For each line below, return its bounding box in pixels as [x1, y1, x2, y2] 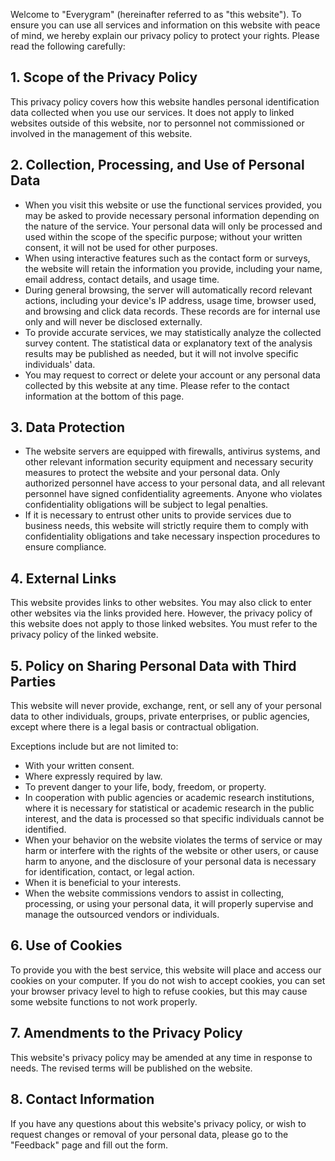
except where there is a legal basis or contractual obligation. [10, 721, 260, 733]
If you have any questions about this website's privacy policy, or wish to [10, 1117, 307, 1129]
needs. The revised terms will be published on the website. [10, 1062, 253, 1074]
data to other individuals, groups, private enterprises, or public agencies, [10, 710, 310, 723]
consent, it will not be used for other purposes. [24, 241, 218, 253]
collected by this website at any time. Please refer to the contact [24, 379, 290, 391]
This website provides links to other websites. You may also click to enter [10, 597, 312, 609]
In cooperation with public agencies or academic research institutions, [24, 792, 315, 804]
